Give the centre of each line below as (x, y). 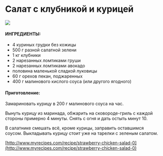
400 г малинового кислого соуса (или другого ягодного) (72, 81)
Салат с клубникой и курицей (69, 9)
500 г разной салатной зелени (44, 50)
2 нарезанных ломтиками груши (47, 61)
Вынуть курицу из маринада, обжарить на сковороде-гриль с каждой (79, 113)
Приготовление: (23, 93)
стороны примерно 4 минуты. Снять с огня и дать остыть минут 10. (76, 118)
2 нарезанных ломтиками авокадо (49, 66)
